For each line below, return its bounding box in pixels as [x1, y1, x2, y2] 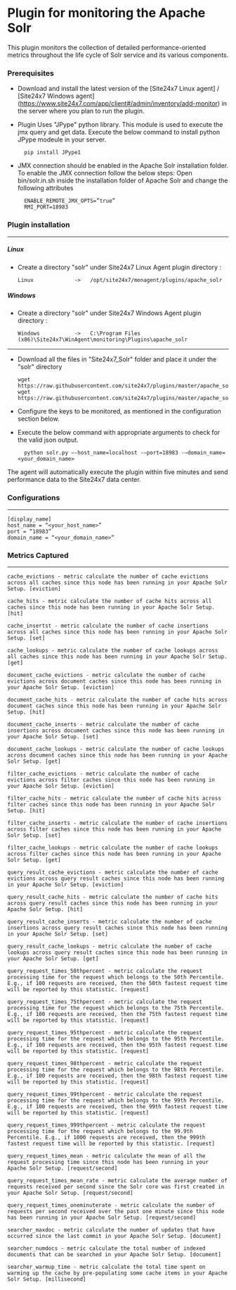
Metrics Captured [7, 550, 69, 560]
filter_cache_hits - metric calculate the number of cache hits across [7, 795, 221, 802]
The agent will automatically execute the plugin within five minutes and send [7, 468, 228, 476]
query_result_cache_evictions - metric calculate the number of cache [7, 869, 218, 876]
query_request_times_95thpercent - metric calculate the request [7, 1029, 202, 1036]
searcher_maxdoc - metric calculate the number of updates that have [7, 1227, 216, 1234]
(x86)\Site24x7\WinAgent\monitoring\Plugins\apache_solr [17, 336, 188, 343]
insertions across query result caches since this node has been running [7, 924, 228, 931]
